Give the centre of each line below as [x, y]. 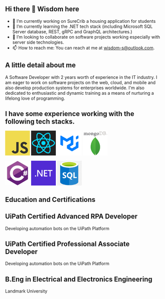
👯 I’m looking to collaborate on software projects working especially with [86, 37]
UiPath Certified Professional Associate [67, 244]
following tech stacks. [40, 122]
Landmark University [26, 291]
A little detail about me [41, 65]
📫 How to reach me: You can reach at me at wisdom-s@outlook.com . [83, 48]
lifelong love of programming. [35, 98]
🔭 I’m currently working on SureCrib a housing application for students [84, 21]
